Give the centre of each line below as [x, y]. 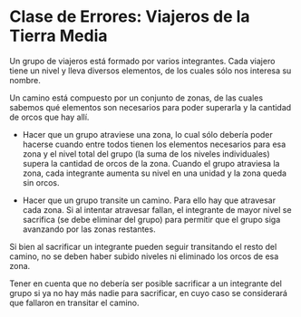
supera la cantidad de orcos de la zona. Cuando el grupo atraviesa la [151, 163]
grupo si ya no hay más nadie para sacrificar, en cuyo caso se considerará [149, 293]
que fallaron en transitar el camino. [74, 303]
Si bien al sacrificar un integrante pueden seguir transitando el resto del [143, 246]
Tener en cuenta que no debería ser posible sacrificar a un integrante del [146, 283]
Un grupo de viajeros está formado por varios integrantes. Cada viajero [142, 61]
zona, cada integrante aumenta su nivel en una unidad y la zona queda [155, 173]
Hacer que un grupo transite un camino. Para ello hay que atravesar [149, 200]
